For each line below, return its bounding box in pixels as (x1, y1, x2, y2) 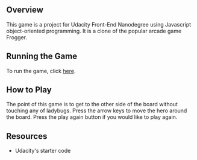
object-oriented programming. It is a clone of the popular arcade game (6, 27, 182, 34)
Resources (6, 131, 48, 141)
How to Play (6, 85, 52, 95)
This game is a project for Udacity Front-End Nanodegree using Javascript (6, 21, 192, 28)
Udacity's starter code (14, 147, 71, 155)
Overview (6, 5, 44, 15)
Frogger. (6, 33, 28, 41)
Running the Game (6, 51, 77, 62)
